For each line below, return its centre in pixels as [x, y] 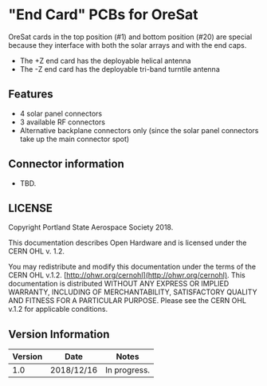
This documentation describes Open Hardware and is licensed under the [128, 243]
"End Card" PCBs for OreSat [103, 15]
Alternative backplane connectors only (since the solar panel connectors [139, 130]
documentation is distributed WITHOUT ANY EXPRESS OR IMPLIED [119, 284]
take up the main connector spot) [75, 139]
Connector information [67, 164]
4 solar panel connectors [61, 113]
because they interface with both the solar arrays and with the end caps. [128, 45]
